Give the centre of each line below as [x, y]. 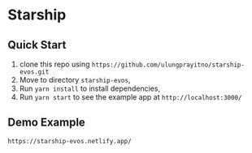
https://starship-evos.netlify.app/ [70, 141]
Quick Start [37, 45]
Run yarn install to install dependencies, [89, 88]
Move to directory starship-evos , [75, 80]
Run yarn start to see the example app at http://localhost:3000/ [130, 97]
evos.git [34, 72]
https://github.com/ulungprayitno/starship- [168, 65]
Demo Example [47, 123]
